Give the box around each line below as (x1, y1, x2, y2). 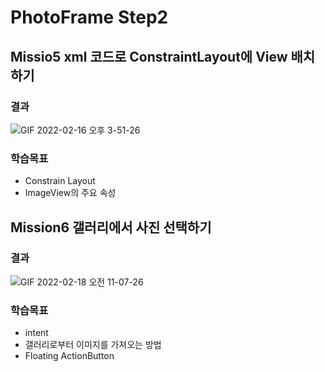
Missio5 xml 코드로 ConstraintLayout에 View (10, 48, 288, 65)
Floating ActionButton (24, 350, 115, 362)
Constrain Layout (24, 175, 96, 187)
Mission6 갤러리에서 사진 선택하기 (10, 219, 212, 236)
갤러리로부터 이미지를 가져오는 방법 (24, 339, 162, 351)
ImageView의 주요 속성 (24, 187, 117, 199)
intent (24, 327, 49, 339)
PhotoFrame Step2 (10, 6, 169, 29)
